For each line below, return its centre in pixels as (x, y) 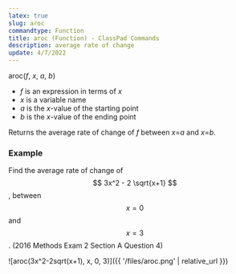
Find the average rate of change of (66, 171)
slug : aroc (26, 23)
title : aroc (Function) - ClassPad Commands (84, 38)
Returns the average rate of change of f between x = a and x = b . (112, 132)
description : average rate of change (71, 46)
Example (26, 153)
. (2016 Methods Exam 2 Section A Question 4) (85, 246)
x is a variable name (53, 100)
